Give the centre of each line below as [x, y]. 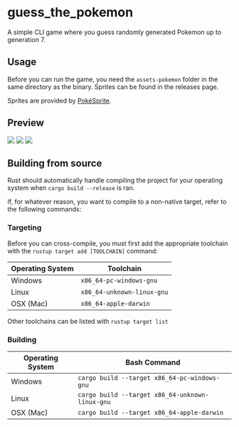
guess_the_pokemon [70, 12]
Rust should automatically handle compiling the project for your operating [115, 180]
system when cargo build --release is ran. [71, 188]
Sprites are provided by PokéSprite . [59, 100]
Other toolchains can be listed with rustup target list [88, 321]
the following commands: [44, 209]
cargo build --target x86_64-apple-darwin [151, 412]
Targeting [25, 228]
